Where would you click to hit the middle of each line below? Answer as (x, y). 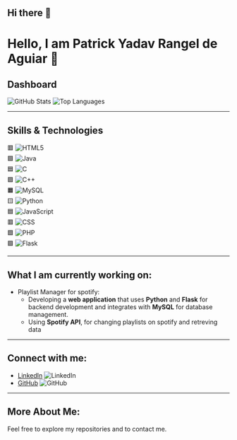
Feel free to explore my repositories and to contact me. (87, 429)
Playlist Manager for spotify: (59, 292)
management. (48, 315)
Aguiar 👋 (33, 58)
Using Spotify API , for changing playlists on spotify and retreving (123, 322)
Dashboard (32, 85)
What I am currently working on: (80, 275)
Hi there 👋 (29, 13)
